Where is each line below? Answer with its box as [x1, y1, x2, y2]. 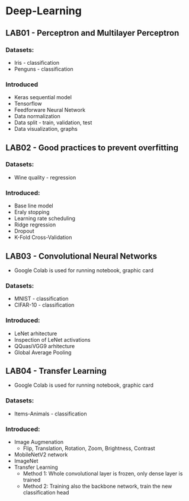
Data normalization [14, 113, 60, 120]
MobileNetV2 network [14, 450, 68, 458]
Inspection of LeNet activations [14, 336, 91, 343]
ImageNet [14, 457, 39, 464]
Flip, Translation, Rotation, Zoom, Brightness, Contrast [23, 445, 155, 452]
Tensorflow [14, 100, 42, 108]
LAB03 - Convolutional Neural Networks [5, 251, 158, 261]
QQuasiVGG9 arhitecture [14, 342, 75, 349]
